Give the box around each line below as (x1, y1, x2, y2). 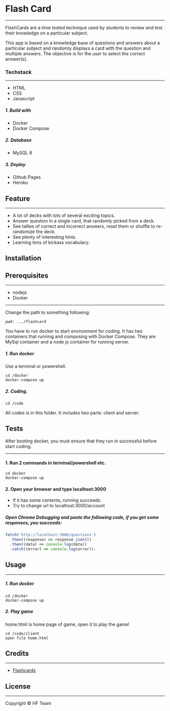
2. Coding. (5, 388, 28, 394)
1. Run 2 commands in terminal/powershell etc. (5, 460, 106, 466)
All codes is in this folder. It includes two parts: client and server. (5, 410, 140, 416)
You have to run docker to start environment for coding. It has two (5, 328, 143, 334)
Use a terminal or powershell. (5, 363, 67, 369)
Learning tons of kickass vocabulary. (12, 239, 90, 245)
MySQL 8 (12, 150, 32, 156)
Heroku (12, 179, 28, 185)
